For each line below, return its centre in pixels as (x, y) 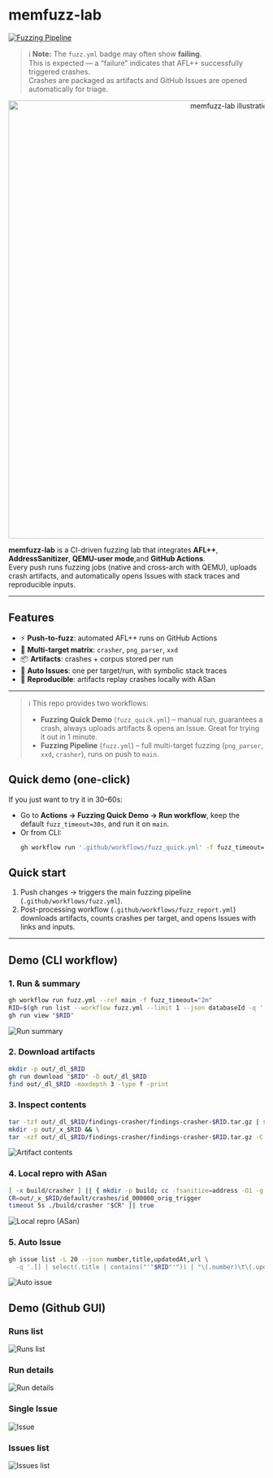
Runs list (26, 1331)
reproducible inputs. (42, 584)
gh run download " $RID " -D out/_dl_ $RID (78, 1076)
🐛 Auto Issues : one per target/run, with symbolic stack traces (123, 671)
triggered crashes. (59, 72)
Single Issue (33, 1409)
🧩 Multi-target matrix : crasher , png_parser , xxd (99, 649)
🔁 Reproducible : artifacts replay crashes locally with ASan (118, 679)
